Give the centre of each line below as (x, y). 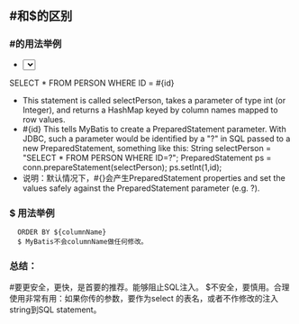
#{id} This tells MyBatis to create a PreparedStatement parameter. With (154, 129)
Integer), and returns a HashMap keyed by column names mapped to (150, 110)
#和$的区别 (41, 16)
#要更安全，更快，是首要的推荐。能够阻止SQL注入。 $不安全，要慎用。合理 (149, 287)
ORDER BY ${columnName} (62, 232)
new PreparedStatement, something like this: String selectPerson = (147, 148)
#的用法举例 (36, 44)
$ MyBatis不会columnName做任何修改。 (83, 241)
